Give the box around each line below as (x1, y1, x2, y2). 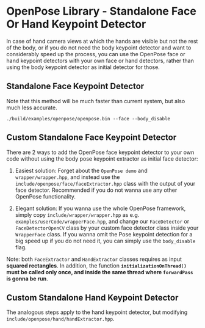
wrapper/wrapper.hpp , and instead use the (15, 173, 120, 181)
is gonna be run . (6, 275, 48, 282)
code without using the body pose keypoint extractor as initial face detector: (6, 155, 198, 162)
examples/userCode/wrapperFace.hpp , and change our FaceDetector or (15, 217, 190, 225)
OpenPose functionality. (15, 192, 76, 200)
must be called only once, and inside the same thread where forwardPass (6, 268, 193, 275)
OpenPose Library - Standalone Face (6, 4, 197, 18)
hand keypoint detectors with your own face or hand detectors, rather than (6, 57, 194, 64)
